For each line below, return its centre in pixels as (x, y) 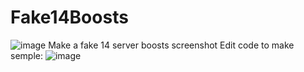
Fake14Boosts (69, 17)
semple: (26, 55)
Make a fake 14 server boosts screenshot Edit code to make (171, 45)
